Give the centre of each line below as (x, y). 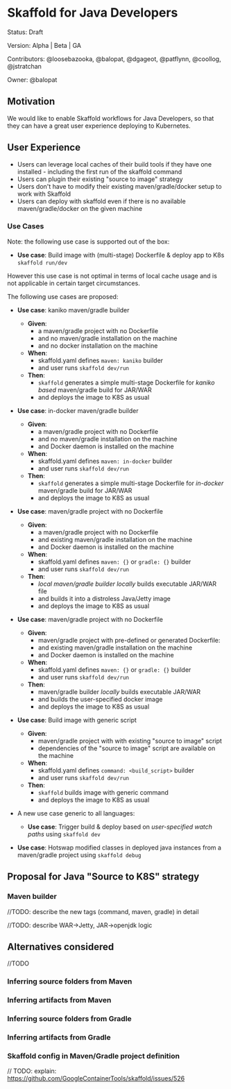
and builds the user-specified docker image (100, 699)
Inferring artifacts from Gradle (59, 1038)
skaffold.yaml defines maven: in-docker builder (105, 461)
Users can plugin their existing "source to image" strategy (100, 179)
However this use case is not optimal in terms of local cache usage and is (112, 276)
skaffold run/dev (42, 263)
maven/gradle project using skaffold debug (79, 854)
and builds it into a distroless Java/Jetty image (104, 598)
